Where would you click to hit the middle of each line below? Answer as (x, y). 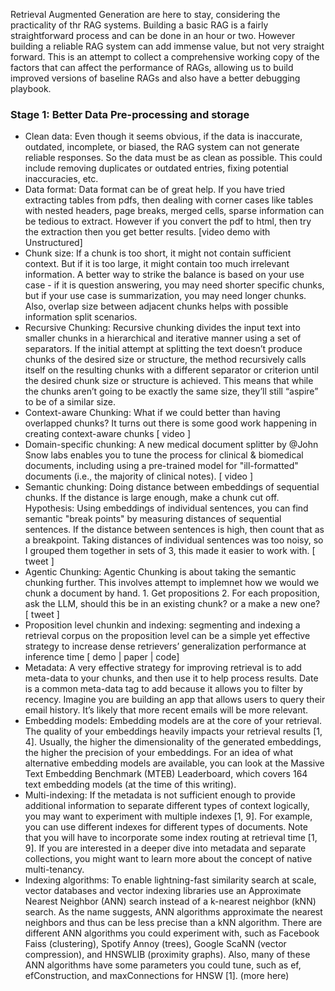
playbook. (31, 88)
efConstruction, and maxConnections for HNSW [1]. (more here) (157, 976)
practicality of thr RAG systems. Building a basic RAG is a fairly (139, 25)
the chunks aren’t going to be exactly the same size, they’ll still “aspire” (171, 391)
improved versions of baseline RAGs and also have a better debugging (155, 78)
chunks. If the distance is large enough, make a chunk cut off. (152, 498)
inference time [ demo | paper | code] (102, 657)
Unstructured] (53, 243)
